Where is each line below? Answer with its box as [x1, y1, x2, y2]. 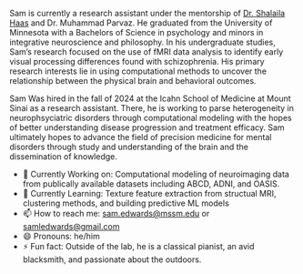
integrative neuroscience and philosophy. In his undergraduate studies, [9, 36, 276, 47]
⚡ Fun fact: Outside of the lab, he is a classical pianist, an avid [22, 241, 255, 251]
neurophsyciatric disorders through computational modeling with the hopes [9, 113, 293, 123]
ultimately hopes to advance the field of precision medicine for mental [9, 132, 272, 142]
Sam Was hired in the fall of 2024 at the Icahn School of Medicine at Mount [9, 93, 291, 104]
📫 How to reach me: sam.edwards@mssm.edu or [22, 208, 210, 218]
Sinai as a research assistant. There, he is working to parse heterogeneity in [9, 103, 294, 113]
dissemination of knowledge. [9, 151, 118, 162]
